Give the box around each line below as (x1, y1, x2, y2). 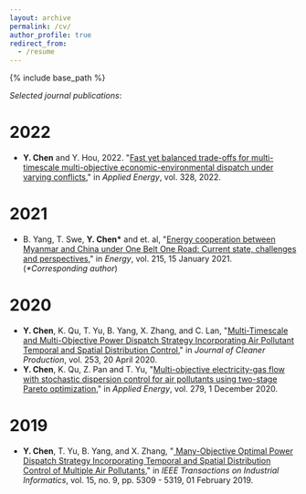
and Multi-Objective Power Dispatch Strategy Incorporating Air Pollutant (22, 334, 295, 345)
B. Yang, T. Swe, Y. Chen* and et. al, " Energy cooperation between (22, 234, 276, 245)
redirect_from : (9, 38, 68, 48)
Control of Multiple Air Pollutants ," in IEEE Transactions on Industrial (22, 465, 280, 476)
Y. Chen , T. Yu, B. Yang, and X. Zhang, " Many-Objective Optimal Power (22, 445, 294, 457)
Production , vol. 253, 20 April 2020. (22, 353, 158, 365)
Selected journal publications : (9, 90, 122, 101)
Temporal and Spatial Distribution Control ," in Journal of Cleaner (22, 344, 266, 355)
